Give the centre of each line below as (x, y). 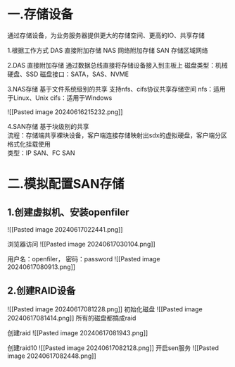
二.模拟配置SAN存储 (66, 184)
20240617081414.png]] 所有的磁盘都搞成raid (72, 318)
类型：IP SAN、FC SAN (41, 153)
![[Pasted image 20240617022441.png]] (65, 229)
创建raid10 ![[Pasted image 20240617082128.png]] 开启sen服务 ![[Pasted (113, 348)
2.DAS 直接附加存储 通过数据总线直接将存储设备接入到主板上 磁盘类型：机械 (118, 65)
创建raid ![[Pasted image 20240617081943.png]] (78, 332)
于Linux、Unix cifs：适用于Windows (60, 98)
